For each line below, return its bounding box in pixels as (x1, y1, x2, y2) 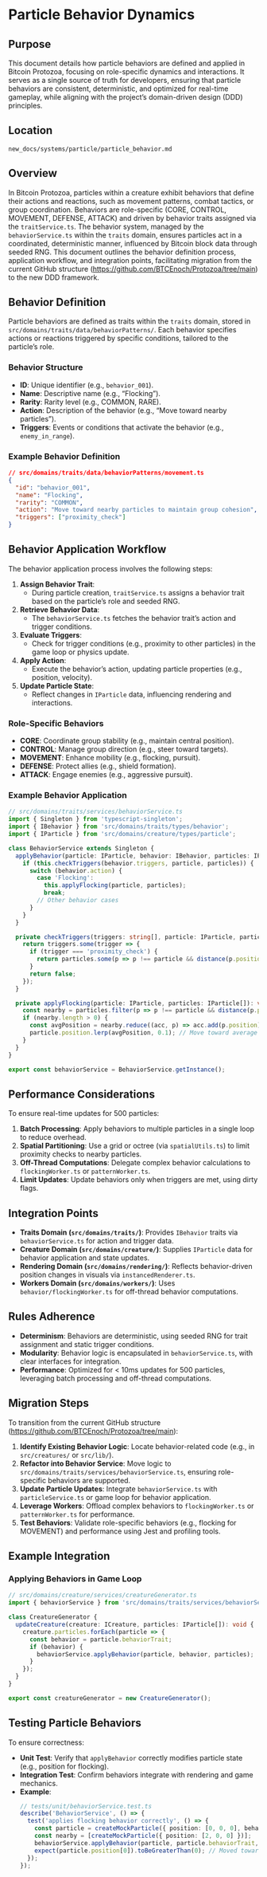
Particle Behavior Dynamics (8, 6, 195, 24)
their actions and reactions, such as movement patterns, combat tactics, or (8, 196, 254, 206)
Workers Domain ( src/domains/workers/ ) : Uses (19, 1278, 176, 1288)
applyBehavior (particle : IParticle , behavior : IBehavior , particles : (15, 851, 250, 860)
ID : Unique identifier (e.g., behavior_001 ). (19, 380, 153, 390)
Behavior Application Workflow (8, 543, 167, 556)
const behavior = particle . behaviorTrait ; (29, 1636, 172, 1643)
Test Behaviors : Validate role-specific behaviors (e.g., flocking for (19, 1518, 237, 1527)
